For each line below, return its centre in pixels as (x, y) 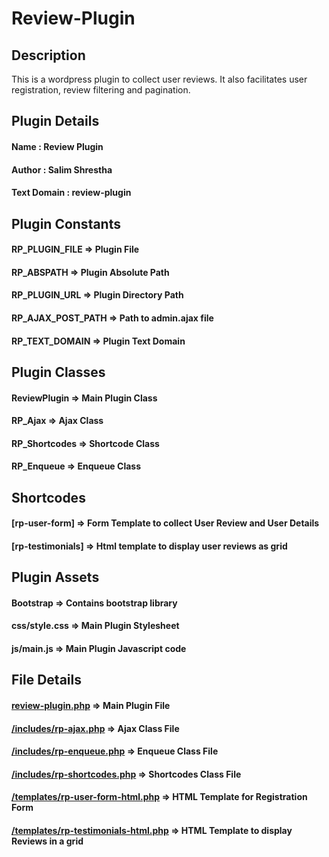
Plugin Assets (55, 577)
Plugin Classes (58, 372)
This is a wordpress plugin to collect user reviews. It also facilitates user (159, 79)
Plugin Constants (66, 223)
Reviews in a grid (47, 841)
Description (48, 55)
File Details (46, 680)
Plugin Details (55, 121)
